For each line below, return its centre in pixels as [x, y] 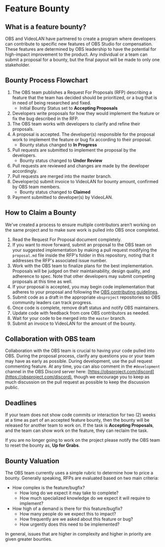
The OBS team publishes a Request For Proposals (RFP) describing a [82, 92]
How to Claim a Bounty [41, 213]
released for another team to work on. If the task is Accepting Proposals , [80, 426]
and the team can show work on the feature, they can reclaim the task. [77, 430]
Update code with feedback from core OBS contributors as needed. [81, 313]
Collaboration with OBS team [50, 339]
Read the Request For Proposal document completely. [67, 239]
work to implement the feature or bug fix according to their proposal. [82, 139]
